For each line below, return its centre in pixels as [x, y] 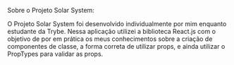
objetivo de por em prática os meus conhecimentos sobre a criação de [110, 39]
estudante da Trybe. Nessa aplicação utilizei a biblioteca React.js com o [112, 31]
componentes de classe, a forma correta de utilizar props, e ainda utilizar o [116, 46]
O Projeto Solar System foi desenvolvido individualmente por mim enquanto [117, 24]
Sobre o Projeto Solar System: [51, 10]
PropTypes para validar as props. [55, 54]
